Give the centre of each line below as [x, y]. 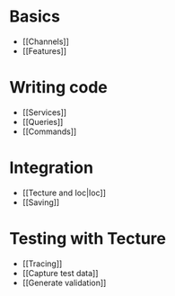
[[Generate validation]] [64, 283]
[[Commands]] [49, 131]
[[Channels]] [46, 41]
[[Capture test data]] [60, 273]
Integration [52, 168]
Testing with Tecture [87, 238]
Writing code [58, 88]
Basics [35, 17]
